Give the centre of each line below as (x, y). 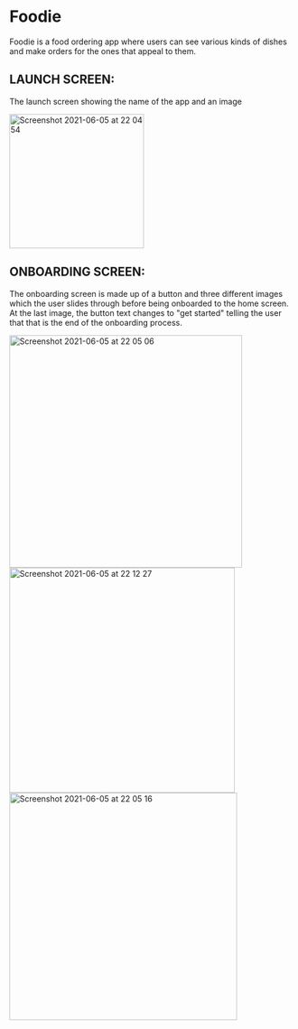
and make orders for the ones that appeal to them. (103, 51)
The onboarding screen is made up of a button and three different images (146, 293)
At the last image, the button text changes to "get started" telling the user (145, 312)
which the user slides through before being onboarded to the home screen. (149, 303)
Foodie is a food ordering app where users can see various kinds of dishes (148, 42)
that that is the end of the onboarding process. (96, 322)
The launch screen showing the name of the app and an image (126, 101)
